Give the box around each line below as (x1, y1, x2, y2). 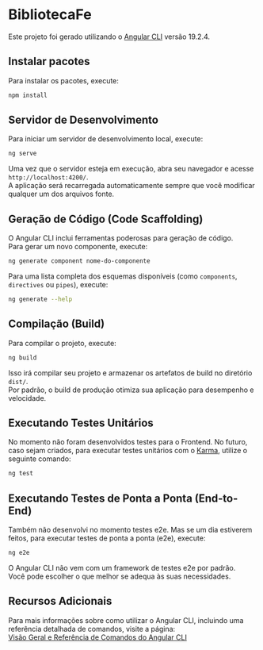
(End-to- (194, 491, 238, 505)
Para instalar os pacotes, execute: (8, 75, 119, 85)
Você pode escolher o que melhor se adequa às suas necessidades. (8, 571, 231, 581)
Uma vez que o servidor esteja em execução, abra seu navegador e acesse (8, 164, 254, 174)
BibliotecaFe (8, 6, 93, 24)
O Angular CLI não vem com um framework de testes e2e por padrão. (8, 563, 236, 572)
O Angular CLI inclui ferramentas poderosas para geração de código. (8, 233, 234, 243)
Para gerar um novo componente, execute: (8, 242, 148, 252)
